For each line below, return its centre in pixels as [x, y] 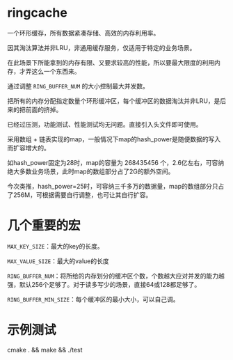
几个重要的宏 [44, 226]
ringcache [37, 13]
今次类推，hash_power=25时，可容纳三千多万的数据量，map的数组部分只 [113, 186]
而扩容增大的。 [29, 148]
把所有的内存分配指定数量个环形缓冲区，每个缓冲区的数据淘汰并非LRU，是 [114, 101]
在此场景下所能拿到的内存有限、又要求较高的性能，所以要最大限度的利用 [111, 62]
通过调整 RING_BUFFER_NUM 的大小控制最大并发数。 [78, 86]
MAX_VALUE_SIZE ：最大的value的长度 [58, 261]
